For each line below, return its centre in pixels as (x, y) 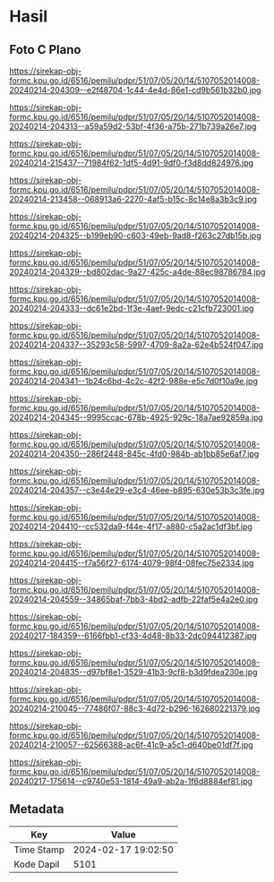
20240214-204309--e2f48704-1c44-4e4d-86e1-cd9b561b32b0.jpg (135, 90)
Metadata (37, 809)
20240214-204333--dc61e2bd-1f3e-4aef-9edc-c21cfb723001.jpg (132, 308)
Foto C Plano (45, 50)
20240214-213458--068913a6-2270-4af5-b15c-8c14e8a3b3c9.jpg (133, 199)
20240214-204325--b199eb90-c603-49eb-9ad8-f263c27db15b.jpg (135, 235)
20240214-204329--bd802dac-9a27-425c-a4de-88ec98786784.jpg (137, 272)
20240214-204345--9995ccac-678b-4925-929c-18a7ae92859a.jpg (137, 417)
